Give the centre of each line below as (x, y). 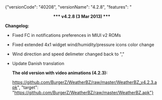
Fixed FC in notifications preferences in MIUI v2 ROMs (66, 35)
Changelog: (17, 26)
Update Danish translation (38, 63)
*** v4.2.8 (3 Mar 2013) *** (82, 16)
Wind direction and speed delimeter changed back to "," (68, 54)
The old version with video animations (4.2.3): (60, 73)
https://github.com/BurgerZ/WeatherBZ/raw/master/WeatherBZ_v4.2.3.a (84, 82)
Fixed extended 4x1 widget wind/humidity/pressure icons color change (83, 45)
